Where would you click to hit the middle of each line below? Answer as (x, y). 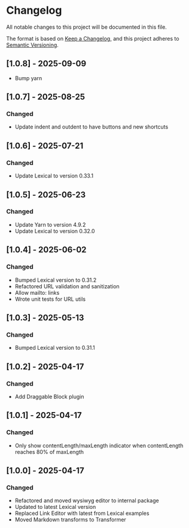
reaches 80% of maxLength (49, 451)
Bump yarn (28, 78)
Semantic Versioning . (32, 45)
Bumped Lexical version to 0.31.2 (56, 280)
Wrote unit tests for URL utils (50, 299)
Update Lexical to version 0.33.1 (54, 176)
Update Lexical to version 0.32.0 (55, 231)
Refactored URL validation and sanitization (67, 286)
